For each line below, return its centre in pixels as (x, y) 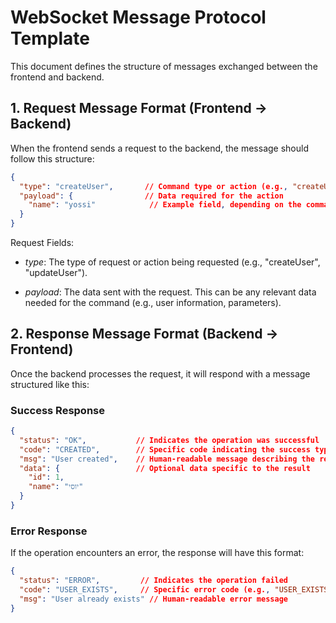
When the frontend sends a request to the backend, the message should (159, 148)
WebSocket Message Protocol (138, 17)
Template (50, 38)
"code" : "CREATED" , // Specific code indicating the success (165, 449)
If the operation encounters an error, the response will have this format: (157, 553)
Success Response (57, 410)
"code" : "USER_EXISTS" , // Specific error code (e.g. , (145, 590)
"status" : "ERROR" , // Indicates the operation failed (154, 581)
